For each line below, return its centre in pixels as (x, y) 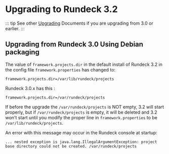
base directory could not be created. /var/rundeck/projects (71, 146)
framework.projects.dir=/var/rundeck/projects (55, 97)
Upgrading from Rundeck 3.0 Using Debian (74, 45)
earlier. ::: (15, 28)
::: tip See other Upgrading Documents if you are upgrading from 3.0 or (79, 23)
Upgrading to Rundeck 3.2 (61, 9)
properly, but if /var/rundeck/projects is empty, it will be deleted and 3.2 (81, 112)
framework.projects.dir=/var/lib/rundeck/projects (60, 79)
